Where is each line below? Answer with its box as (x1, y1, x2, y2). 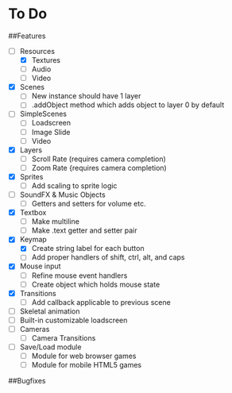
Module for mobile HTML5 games (31, 360, 141, 370)
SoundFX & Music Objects (19, 190, 106, 199)
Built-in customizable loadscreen (19, 315, 128, 325)
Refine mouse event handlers (31, 271, 128, 280)
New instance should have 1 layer (31, 91, 141, 101)
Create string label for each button (31, 244, 145, 253)
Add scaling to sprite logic (31, 180, 118, 191)
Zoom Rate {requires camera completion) (31, 163, 167, 172)
